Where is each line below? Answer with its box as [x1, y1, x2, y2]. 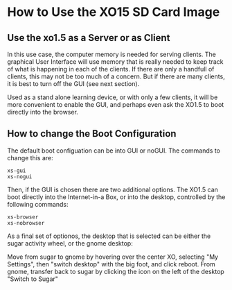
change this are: [7, 153, 53, 162]
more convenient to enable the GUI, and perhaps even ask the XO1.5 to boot [7, 101, 224, 108]
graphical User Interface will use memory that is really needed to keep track [7, 58, 224, 66]
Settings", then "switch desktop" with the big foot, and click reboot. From [7, 259, 216, 268]
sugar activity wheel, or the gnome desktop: [7, 239, 133, 247]
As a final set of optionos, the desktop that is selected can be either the [7, 232, 211, 240]
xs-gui [7, 167, 26, 174]
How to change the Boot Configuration [7, 128, 177, 139]
